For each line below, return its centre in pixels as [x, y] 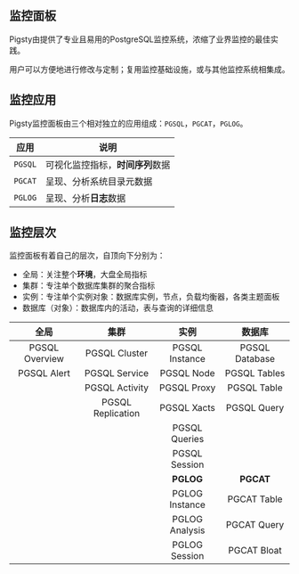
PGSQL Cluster [117, 353]
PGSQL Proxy [187, 388]
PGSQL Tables [255, 373]
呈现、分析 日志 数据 [85, 198]
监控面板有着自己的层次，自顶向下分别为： [87, 256]
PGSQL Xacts [188, 408]
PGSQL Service [117, 373]
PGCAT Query [255, 525]
